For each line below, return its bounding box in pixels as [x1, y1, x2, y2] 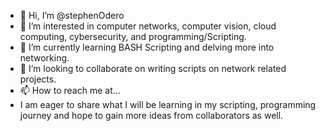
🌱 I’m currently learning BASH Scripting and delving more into [19, 41, 275, 53]
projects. [19, 73, 57, 85]
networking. [19, 52, 70, 64]
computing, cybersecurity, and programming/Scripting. [19, 31, 247, 42]
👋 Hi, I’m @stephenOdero [19, 10, 125, 21]
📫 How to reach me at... [19, 85, 121, 96]
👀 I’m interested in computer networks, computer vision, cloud [19, 20, 277, 32]
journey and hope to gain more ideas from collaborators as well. [19, 110, 284, 121]
